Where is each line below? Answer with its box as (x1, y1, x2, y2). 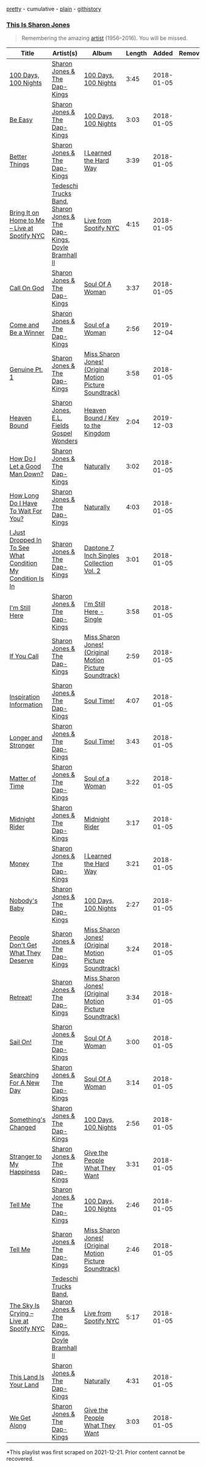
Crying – (9, 1309, 34, 1318)
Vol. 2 (83, 567, 101, 575)
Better (9, 152, 28, 161)
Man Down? (9, 470, 44, 478)
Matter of (9, 774, 36, 783)
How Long (9, 491, 39, 500)
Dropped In (9, 536, 42, 545)
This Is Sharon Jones (6, 20, 71, 29)
